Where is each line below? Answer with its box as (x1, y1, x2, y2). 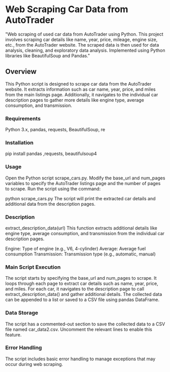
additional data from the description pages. (5, 201, 95, 207)
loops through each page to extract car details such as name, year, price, (5, 280, 158, 287)
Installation (5, 139, 34, 146)
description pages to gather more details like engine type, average (5, 97, 145, 103)
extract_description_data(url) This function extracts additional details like (5, 225, 157, 231)
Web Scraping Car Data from (5, 4, 128, 15)
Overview (5, 67, 37, 76)
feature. (5, 331, 22, 338)
